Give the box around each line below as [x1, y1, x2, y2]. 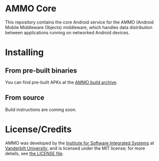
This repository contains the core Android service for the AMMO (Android [5, 19, 154, 25]
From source [5, 94, 45, 102]
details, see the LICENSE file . [5, 150, 64, 156]
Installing [5, 47, 44, 58]
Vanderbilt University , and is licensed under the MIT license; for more [5, 145, 145, 151]
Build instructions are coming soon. [5, 107, 77, 112]
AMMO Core [5, 3, 56, 14]
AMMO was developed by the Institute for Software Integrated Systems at [5, 140, 155, 146]
